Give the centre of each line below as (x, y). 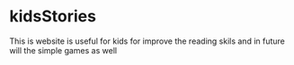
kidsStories (53, 16)
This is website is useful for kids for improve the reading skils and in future (147, 41)
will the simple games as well (63, 50)
